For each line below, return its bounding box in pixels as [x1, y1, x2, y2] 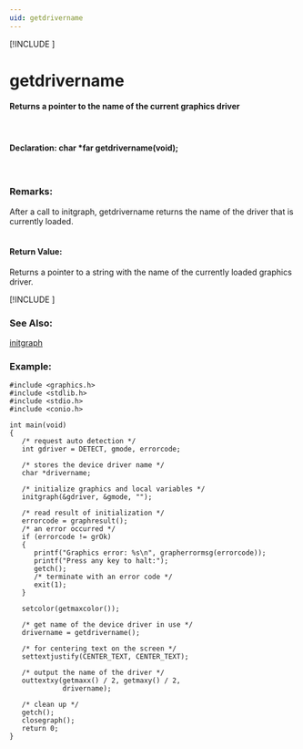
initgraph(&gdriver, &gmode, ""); [21, 493, 153, 502]
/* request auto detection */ [21, 437, 136, 446]
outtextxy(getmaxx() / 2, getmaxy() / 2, [21, 676, 181, 685]
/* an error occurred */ [21, 525, 116, 534]
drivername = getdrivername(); [21, 629, 141, 638]
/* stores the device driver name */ [21, 461, 166, 470]
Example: [9, 359, 52, 372]
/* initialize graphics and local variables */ [21, 484, 206, 494]
